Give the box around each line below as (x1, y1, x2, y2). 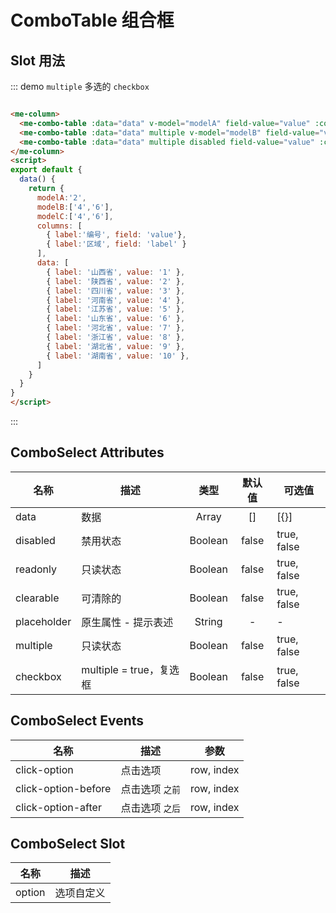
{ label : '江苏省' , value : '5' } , (46, 304, 186, 315)
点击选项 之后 (120, 801, 181, 815)
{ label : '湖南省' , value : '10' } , (46, 351, 190, 361)
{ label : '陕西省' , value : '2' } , (46, 276, 186, 286)
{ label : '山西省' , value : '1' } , (46, 267, 186, 277)
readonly (15, 562, 58, 576)
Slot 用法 (10, 52, 65, 69)
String (194, 614, 223, 628)
